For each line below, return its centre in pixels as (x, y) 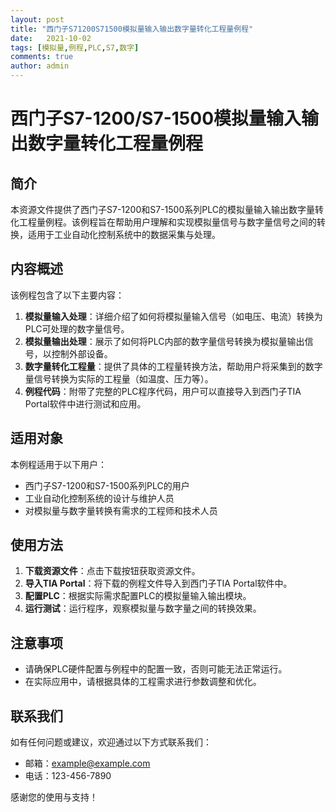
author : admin (40, 66)
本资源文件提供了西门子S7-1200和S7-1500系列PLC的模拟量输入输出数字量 (162, 209)
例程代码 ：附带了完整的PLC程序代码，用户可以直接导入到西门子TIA (163, 391)
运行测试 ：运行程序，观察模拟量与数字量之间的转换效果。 (143, 608)
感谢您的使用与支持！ (54, 797)
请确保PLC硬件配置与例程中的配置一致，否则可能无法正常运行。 (156, 669)
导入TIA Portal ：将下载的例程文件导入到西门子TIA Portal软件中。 (158, 583)
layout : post (37, 19)
